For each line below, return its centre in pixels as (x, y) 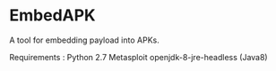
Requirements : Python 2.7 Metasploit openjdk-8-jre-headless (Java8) (138, 57)
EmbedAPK (52, 16)
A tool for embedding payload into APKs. (84, 40)
